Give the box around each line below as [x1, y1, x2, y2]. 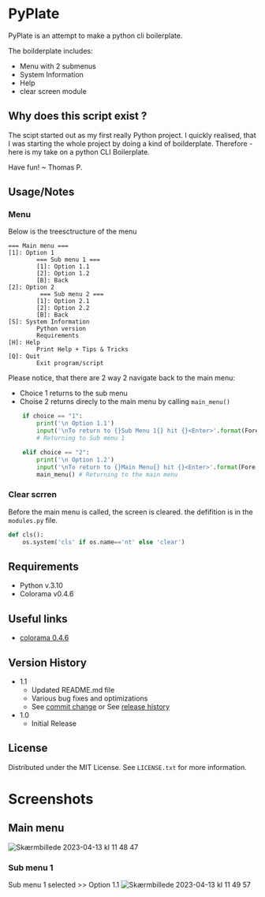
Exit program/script [36, 360, 104, 368]
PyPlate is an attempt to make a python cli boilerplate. [8, 31, 183, 40]
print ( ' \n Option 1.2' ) [36, 455, 114, 464]
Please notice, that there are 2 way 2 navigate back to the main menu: [8, 373, 235, 383]
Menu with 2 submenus [19, 61, 96, 71]
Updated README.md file [31, 685, 115, 694]
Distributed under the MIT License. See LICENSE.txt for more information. [8, 762, 247, 772]
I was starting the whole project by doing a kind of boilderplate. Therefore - [8, 139, 253, 148]
